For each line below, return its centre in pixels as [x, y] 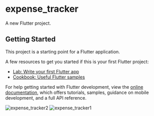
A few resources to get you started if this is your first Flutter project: [77, 62]
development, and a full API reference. [46, 98]
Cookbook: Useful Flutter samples [49, 77]
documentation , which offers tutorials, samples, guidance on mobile [77, 92]
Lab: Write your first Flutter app [46, 71]
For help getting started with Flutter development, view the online [74, 87]
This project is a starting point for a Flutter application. [63, 51]
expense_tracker [42, 9]
